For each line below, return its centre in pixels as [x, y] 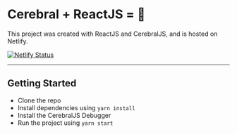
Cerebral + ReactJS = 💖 [77, 14]
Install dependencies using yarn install [76, 107]
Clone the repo [39, 100]
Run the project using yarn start [65, 123]
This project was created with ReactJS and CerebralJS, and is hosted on [113, 34]
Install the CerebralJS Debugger [64, 115]
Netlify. [18, 41]
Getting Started [42, 83]
